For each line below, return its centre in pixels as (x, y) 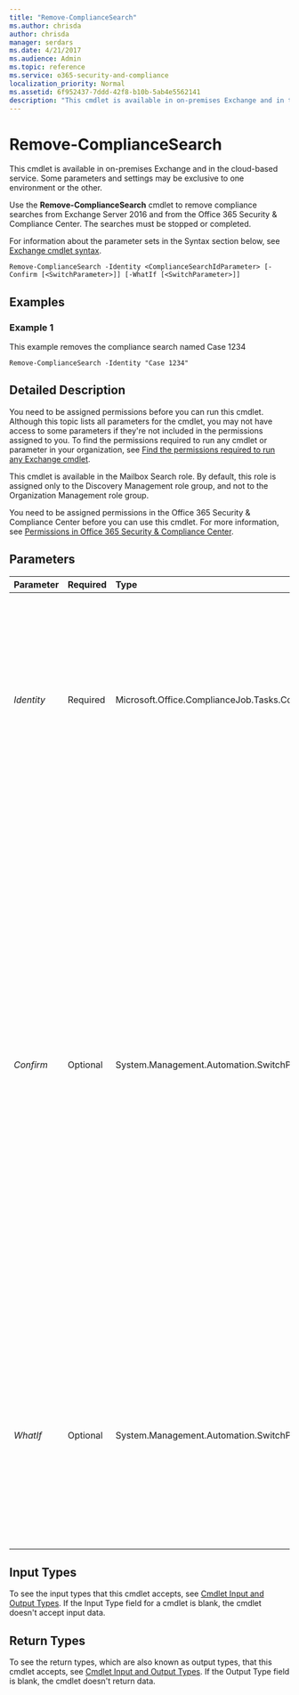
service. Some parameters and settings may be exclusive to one (127, 178)
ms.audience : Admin (45, 59)
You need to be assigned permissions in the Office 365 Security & (130, 512)
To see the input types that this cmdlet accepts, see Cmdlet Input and (137, 1594)
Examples (37, 302)
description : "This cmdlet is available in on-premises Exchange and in (147, 100)
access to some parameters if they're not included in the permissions (136, 430)
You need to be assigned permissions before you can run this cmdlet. (137, 411)
